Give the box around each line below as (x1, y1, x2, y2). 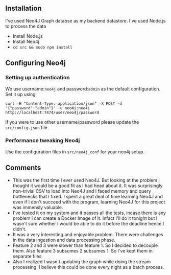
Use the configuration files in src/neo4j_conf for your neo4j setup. (5, 148, 144, 155)
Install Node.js (12, 33, 43, 39)
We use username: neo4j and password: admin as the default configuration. (5, 85, 161, 91)
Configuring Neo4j (5, 59, 66, 67)
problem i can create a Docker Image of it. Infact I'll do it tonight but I (12, 215, 158, 221)
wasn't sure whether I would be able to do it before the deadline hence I (12, 220, 164, 226)
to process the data (5, 23, 46, 29)
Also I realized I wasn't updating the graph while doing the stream (12, 258, 151, 265)
